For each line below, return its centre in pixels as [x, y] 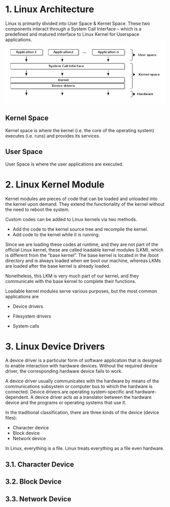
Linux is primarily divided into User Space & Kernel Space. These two [78, 23]
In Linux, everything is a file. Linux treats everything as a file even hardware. [85, 449]
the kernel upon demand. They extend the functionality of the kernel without [85, 204]
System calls [26, 326]
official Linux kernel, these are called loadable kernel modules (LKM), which [84, 249]
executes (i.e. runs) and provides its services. [53, 136]
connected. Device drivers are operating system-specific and [70, 392]
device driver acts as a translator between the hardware [93, 397]
